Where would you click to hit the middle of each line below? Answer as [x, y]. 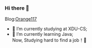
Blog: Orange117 [21, 19]
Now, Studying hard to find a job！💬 [49, 40]
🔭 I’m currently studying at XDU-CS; [50, 29]
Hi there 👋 [17, 8]
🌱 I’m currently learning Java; [43, 34]
